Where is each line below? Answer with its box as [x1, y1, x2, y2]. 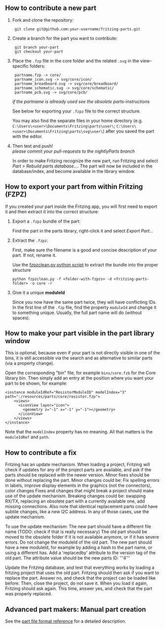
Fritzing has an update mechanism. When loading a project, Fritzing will [5, 462, 150, 468]
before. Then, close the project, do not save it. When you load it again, [5, 580, 148, 587]
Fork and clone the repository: [12, 17, 74, 23]
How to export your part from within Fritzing [5, 183, 143, 191]
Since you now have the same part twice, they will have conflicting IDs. [12, 299, 157, 305]
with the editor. [12, 133, 43, 139]
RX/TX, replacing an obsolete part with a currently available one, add [5, 498, 145, 504]
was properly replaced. [5, 591, 52, 597]
